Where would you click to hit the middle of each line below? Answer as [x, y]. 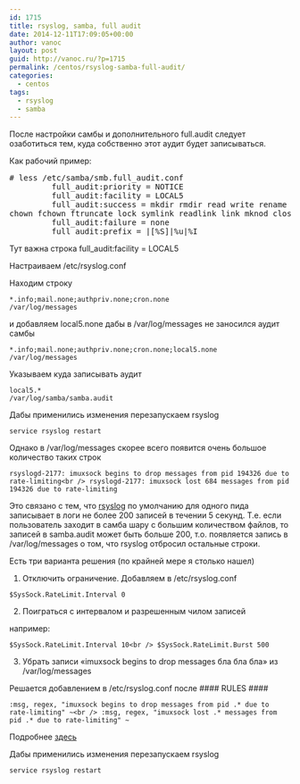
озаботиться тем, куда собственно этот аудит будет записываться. [137, 144]
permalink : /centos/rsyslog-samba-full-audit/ [97, 68]
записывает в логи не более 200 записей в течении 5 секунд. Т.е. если [146, 515]
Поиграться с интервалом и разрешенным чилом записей [134, 612]
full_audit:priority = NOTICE [117, 187]
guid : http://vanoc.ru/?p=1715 [67, 59]
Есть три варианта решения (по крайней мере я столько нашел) [132, 561]
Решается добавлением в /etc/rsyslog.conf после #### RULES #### [139, 688]
